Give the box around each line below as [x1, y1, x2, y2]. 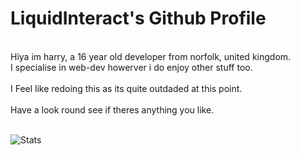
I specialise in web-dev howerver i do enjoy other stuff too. [10, 61, 253, 73]
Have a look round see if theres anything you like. [10, 103, 215, 116]
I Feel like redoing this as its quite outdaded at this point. [10, 82, 243, 94]
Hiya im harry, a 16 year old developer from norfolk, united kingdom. [10, 50, 292, 62]
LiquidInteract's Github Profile [10, 7, 267, 30]
